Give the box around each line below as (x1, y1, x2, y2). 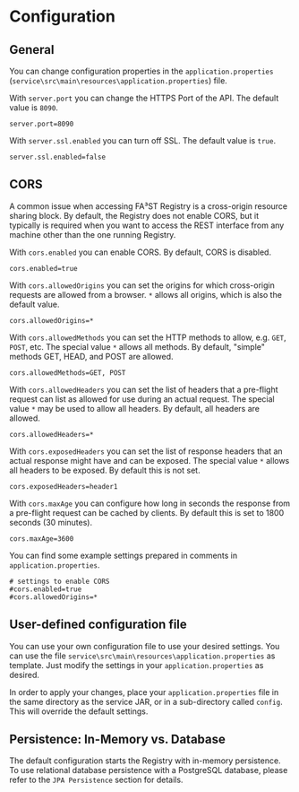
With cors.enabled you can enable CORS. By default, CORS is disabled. (9, 247, 271, 257)
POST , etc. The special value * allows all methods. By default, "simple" (9, 341, 266, 352)
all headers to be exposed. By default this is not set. (9, 465, 201, 475)
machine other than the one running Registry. (9, 229, 176, 239)
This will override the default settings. (9, 706, 149, 717)
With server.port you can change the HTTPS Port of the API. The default (9, 92, 279, 103)
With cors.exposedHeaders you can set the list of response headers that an (9, 446, 284, 457)
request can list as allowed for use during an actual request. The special (9, 393, 275, 405)
